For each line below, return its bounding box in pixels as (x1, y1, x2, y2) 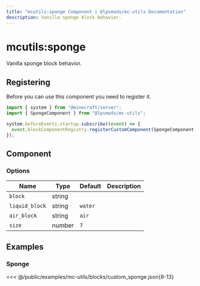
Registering (6, 77, 51, 87)
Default (80, 182, 102, 190)
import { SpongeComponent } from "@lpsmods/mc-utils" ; (6, 110, 146, 117)
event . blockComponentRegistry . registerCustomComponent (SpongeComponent (11, 126, 195, 132)
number (51, 221, 74, 230)
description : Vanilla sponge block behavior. (6, 14, 122, 20)
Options (6, 166, 30, 175)
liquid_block (9, 203, 47, 209)
